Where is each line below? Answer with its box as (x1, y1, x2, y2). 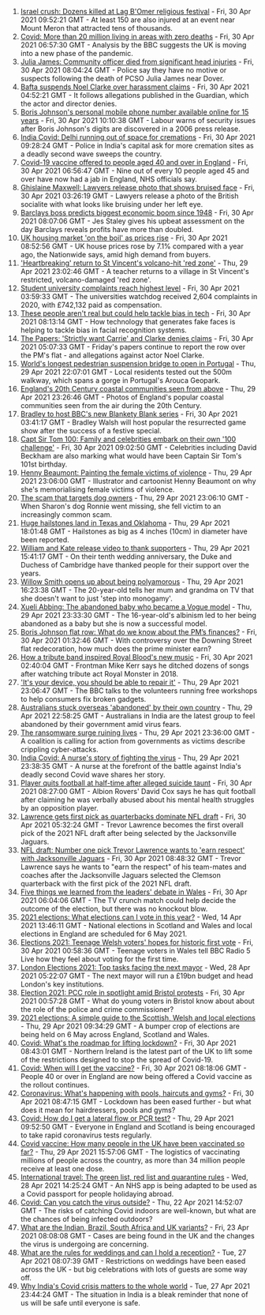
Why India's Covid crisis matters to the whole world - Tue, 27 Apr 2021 (20, 1282, 251, 1291)
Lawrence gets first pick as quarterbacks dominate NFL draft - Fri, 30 (20, 812, 247, 821)
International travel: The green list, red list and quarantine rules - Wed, (20, 1172, 248, 1182)
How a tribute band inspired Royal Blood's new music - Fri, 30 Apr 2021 (20, 653, 253, 661)
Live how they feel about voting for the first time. (20, 954, 179, 964)
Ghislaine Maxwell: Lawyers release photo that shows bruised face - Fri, (20, 183, 255, 192)
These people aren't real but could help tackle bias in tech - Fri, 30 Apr (20, 309, 251, 318)
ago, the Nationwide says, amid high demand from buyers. (20, 250, 211, 259)
